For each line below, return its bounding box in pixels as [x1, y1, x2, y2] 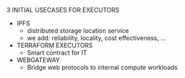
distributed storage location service [26, 27, 129, 35]
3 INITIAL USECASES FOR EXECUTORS [6, 6, 120, 14]
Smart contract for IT [26, 48, 88, 57]
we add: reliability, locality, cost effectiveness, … [26, 34, 166, 42]
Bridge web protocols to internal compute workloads [26, 64, 178, 71]
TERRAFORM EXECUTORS [16, 41, 93, 49]
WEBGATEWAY [16, 56, 61, 64]
